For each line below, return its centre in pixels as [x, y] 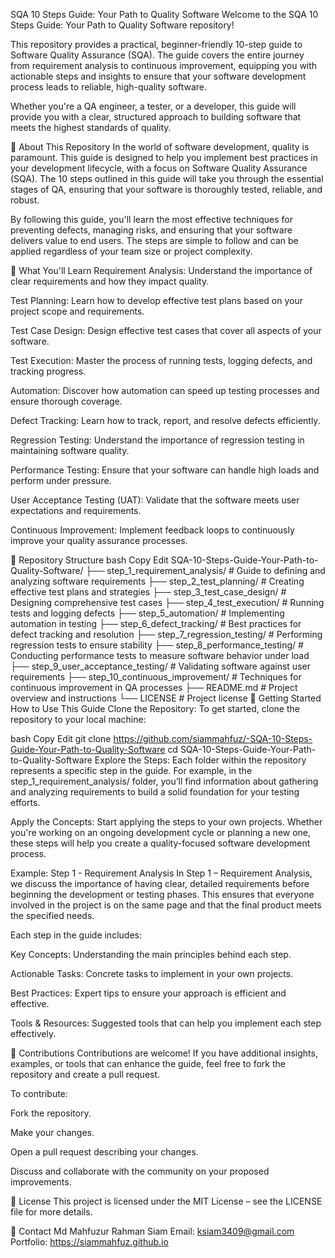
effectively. [33, 1033]
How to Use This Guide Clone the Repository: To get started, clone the [155, 708]
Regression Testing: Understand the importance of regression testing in [157, 440]
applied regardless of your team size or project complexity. [131, 251]
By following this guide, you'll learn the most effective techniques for [151, 219]
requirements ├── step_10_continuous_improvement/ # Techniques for [156, 677]
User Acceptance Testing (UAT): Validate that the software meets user [155, 500]
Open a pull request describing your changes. [104, 1152]
